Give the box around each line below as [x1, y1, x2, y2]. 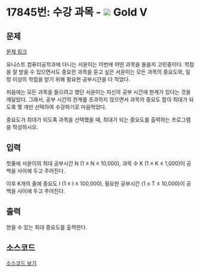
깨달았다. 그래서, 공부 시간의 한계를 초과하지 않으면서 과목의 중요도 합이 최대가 [6, 96, 188, 103]
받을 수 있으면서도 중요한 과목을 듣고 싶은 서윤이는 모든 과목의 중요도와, [19, 68, 184, 75]
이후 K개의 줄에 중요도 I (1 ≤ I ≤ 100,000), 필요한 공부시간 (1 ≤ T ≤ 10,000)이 [6, 180, 185, 187]
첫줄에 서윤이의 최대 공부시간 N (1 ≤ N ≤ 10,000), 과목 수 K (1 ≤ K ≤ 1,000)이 [6, 160, 185, 167]
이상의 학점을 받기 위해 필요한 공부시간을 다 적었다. [12, 76, 130, 82]
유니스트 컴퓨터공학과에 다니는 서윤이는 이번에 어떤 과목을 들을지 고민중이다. [6, 61, 183, 68]
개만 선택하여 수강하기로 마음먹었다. [23, 103, 107, 111]
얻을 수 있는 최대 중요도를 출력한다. [6, 224, 88, 231]
